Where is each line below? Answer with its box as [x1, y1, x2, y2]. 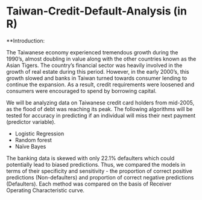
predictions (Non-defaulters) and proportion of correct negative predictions [6, 173, 194, 181]
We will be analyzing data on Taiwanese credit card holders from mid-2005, [6, 98, 195, 106]
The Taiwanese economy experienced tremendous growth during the [6, 48, 178, 56]
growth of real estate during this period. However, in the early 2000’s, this [6, 68, 189, 75]
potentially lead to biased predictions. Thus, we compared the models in [6, 161, 186, 168]
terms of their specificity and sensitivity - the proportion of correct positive [6, 167, 193, 175]
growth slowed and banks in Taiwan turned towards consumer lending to [6, 74, 188, 82]
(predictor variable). [6, 118, 56, 125]
